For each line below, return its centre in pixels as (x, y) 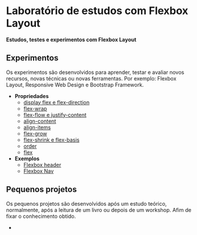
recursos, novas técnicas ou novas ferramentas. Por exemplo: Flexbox (91, 78)
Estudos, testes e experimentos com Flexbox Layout (71, 39)
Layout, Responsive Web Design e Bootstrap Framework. (75, 85)
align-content (40, 121)
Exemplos (27, 158)
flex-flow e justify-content (55, 115)
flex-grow (35, 133)
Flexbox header (42, 164)
